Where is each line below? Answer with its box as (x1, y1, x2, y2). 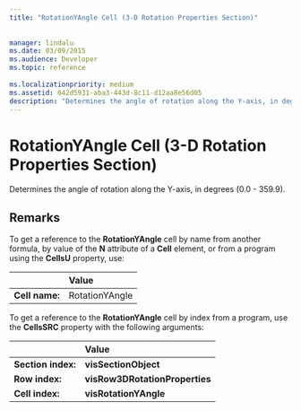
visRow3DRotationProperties (84, 373, 211, 386)
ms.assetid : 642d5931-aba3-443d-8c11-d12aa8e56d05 (9, 88, 202, 97)
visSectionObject (84, 358, 160, 371)
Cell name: (13, 289, 61, 302)
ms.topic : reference (9, 64, 87, 73)
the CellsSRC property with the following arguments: (9, 322, 204, 333)
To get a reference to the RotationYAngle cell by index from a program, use (9, 312, 288, 323)
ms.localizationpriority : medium (9, 80, 134, 89)
